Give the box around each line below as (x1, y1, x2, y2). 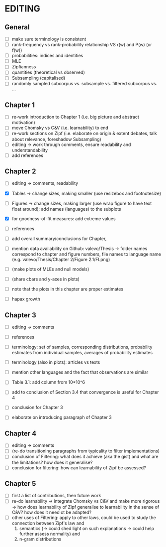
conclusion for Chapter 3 (11, 405, 63, 410)
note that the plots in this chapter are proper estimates (11, 286, 124, 292)
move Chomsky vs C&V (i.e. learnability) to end (11, 125, 109, 131)
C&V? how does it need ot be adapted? (11, 509, 91, 515)
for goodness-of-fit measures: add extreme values (11, 215, 116, 222)
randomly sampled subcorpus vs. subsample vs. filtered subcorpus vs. (11, 81, 158, 87)
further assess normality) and (19, 531, 80, 537)
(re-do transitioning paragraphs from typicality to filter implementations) (11, 448, 160, 454)
